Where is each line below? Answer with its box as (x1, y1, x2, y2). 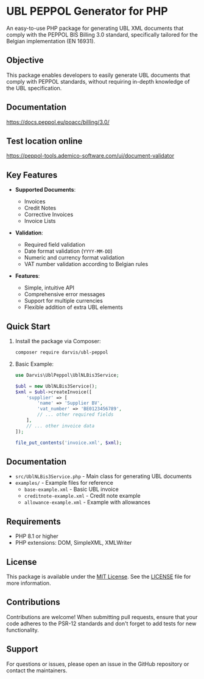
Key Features (6, 170, 58, 180)
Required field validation (24, 241, 85, 249)
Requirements (6, 516, 61, 526)
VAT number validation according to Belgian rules (24, 261, 149, 268)
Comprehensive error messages (24, 291, 105, 298)
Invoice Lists (24, 217, 56, 225)
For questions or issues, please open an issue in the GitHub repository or (6, 660, 189, 667)
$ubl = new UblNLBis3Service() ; (15, 383, 97, 389)
